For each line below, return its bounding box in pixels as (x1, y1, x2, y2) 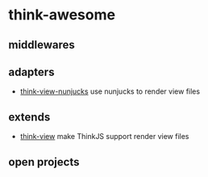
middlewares (8, 38, 75, 52)
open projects (8, 155, 80, 169)
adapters (8, 65, 55, 78)
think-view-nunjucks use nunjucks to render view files (19, 86, 200, 96)
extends (8, 110, 51, 124)
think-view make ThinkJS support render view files (19, 132, 189, 141)
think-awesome (8, 6, 115, 24)
